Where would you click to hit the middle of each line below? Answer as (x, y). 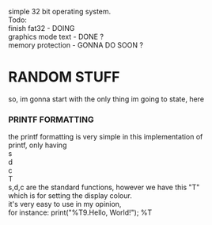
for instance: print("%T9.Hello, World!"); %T (80, 212)
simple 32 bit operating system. (60, 11)
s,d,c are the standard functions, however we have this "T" (104, 187)
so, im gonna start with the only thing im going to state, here (106, 99)
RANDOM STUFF (64, 77)
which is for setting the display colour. (70, 196)
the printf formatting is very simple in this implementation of (106, 137)
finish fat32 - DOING (42, 28)
